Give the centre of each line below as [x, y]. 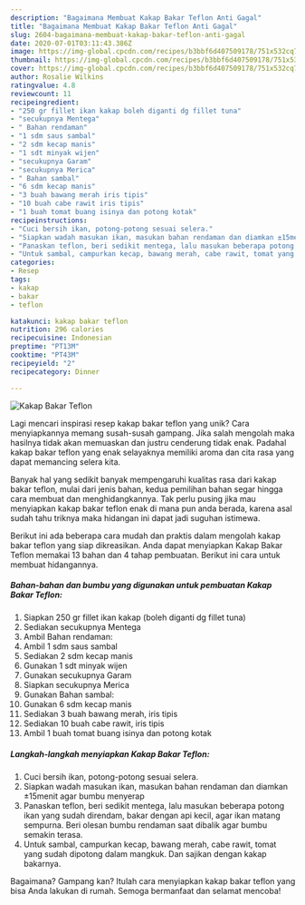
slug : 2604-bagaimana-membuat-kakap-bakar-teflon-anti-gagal [128, 34]
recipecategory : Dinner [55, 372]
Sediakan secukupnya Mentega [82, 627]
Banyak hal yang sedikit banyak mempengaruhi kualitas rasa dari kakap [143, 479]
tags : [20, 280]
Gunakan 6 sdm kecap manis [77, 704]
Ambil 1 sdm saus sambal [71, 646]
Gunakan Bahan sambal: [69, 694]
